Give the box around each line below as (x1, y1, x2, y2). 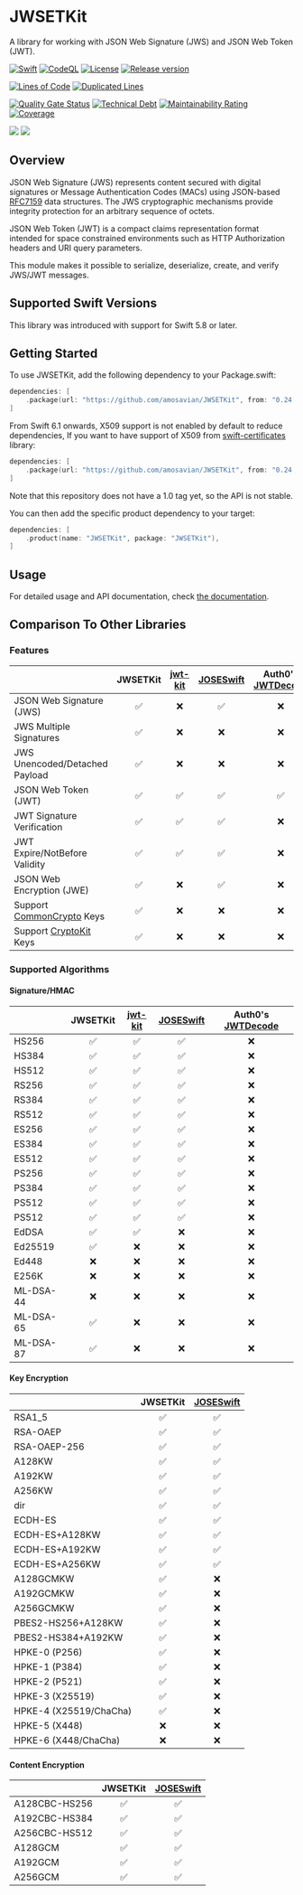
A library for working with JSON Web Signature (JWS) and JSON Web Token (9, 36, 293, 47)
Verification (14, 821, 63, 833)
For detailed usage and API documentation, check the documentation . (9, 591, 270, 602)
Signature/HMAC (9, 985, 75, 996)
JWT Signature (14, 809, 78, 821)
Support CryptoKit (14, 924, 92, 937)
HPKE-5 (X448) (14, 1720, 84, 1732)
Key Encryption (9, 1373, 69, 1384)
